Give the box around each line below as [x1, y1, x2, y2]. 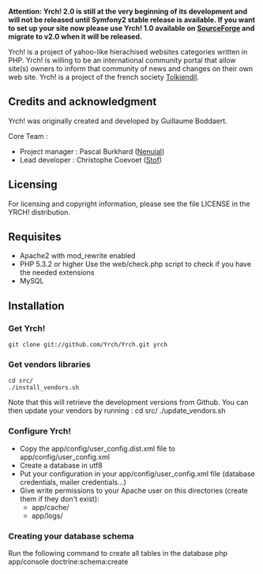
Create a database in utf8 [19, 460, 103, 470]
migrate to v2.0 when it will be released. [8, 32, 142, 41]
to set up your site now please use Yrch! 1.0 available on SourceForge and [8, 24, 255, 32]
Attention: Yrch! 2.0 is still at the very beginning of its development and [8, 7, 247, 16]
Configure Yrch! [8, 426, 71, 437]
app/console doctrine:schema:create [8, 557, 129, 567]
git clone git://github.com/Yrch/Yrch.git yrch [8, 341, 168, 349]
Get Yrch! [8, 323, 46, 334]
